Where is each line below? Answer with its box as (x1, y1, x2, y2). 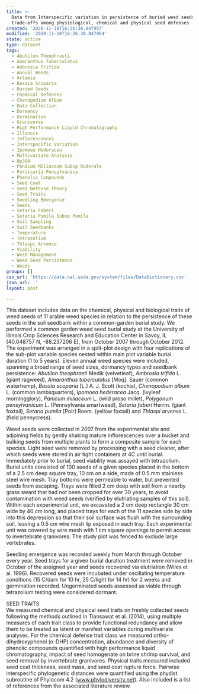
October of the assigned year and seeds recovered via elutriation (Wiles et (6, 563, 188, 571)
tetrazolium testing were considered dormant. (6, 589, 118, 596)
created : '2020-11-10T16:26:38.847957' (6, 25, 105, 32)
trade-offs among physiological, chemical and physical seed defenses (11, 20, 190, 26)
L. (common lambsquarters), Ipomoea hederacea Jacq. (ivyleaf (6, 389, 161, 396)
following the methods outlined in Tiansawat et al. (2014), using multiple (6, 613, 182, 620)
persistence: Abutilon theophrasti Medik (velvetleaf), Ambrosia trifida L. (6, 370, 182, 377)
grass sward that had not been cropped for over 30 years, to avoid (6, 489, 169, 496)
